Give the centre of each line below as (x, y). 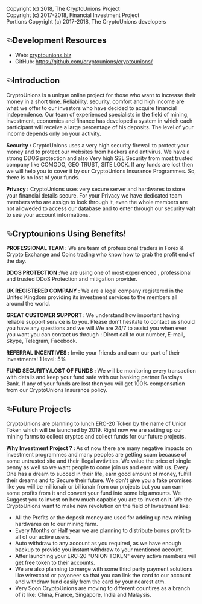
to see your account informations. (48, 214)
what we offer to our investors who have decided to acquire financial (91, 108)
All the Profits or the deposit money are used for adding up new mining (103, 518)
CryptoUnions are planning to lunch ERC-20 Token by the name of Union (96, 424)
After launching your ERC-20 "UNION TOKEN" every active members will (106, 556)
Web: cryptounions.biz (43, 55)
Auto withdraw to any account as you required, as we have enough (98, 544)
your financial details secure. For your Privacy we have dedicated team (94, 195)
